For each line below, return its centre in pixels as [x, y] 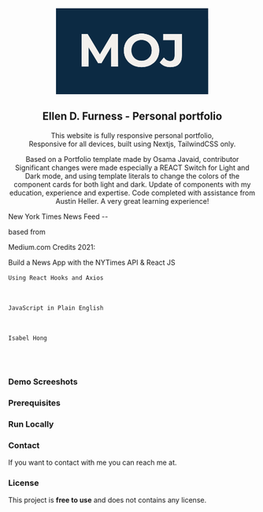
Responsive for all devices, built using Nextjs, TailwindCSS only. [132, 144]
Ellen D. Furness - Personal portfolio [132, 117]
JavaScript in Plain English [56, 308]
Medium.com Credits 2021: [52, 247]
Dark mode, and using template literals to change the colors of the [132, 175]
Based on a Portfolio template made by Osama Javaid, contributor [132, 159]
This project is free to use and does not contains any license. [107, 500]
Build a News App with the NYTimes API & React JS [92, 262]
